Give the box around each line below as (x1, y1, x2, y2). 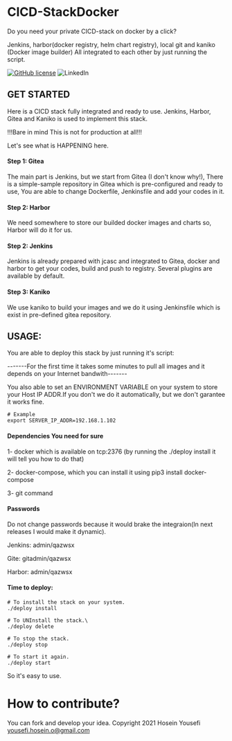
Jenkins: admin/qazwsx (7, 541, 75, 549)
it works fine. (7, 398, 45, 406)
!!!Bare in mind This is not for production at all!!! (7, 127, 143, 136)
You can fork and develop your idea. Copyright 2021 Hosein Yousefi (7, 718, 201, 727)
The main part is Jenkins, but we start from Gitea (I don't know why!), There (7, 172, 224, 181)
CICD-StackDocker (7, 4, 119, 20)
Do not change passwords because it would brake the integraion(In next (7, 520, 213, 528)
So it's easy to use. (7, 671, 62, 679)
